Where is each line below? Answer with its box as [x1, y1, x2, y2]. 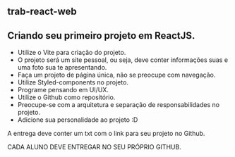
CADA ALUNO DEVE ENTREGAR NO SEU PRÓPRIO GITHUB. [7, 143, 181, 151]
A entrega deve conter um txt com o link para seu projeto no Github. [7, 130, 205, 138]
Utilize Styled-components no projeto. [17, 78, 129, 87]
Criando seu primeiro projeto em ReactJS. [7, 30, 195, 42]
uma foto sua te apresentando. [17, 63, 107, 72]
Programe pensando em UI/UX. [17, 86, 109, 94]
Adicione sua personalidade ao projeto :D [17, 115, 138, 124]
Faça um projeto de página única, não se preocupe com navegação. [17, 70, 216, 80]
